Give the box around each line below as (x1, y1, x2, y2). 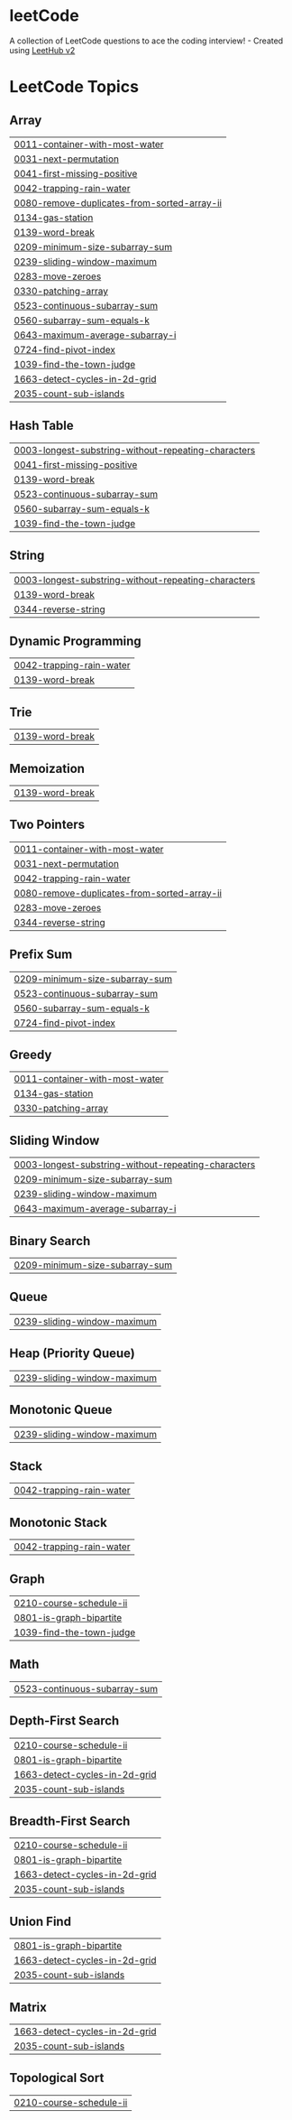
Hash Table (9, 418, 74, 433)
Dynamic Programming (9, 633, 141, 648)
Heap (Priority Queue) (9, 1346, 135, 1362)
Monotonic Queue (9, 1402, 113, 1418)
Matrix (9, 1999, 47, 2014)
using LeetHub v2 (9, 44, 76, 55)
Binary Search (9, 1233, 91, 1249)
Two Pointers (9, 817, 86, 832)
